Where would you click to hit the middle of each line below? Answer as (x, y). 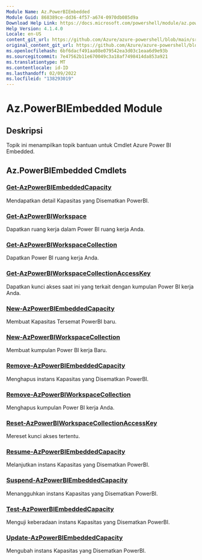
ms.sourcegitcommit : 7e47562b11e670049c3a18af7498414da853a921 (87, 56)
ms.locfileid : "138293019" (40, 79)
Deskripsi (25, 131)
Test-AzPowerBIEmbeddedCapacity (60, 509)
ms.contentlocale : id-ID (37, 68)
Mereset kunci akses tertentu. (43, 436)
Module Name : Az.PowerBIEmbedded (48, 12)
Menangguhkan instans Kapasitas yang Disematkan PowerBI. (82, 493)
